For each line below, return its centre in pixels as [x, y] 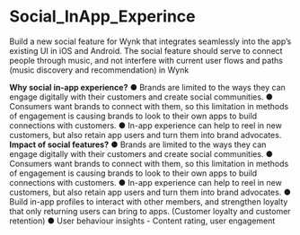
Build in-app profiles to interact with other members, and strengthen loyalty [149, 201]
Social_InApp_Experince [102, 17]
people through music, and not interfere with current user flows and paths [146, 60]
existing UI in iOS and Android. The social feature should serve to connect [146, 50]
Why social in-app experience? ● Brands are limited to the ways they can [147, 87]
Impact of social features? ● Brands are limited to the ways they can [138, 144]
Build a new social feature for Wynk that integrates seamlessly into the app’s [150, 41]
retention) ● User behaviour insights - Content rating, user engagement [142, 221]
